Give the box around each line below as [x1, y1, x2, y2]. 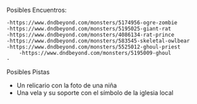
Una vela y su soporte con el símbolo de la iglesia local [16, 89, 174, 96]
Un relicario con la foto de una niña [16, 81, 117, 89]
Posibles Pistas [6, 68, 50, 76]
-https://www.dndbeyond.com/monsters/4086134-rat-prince [6, 31, 175, 38]
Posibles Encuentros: [6, 6, 67, 14]
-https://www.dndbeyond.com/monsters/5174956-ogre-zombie [6, 19, 178, 26]
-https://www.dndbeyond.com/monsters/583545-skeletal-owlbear [6, 37, 190, 44]
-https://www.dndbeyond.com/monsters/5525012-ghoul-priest [6, 44, 181, 51]
